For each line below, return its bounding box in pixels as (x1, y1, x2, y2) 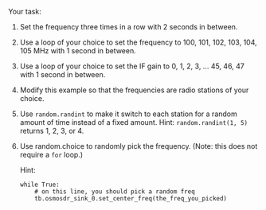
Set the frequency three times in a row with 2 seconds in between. (19, 22, 238, 31)
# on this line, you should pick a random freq (34, 188, 195, 196)
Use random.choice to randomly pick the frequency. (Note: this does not (19, 142, 258, 150)
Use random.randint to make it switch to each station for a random (19, 109, 237, 119)
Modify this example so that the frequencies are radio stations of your (19, 85, 249, 95)
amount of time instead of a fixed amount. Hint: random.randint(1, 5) (19, 118, 248, 126)
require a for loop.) (19, 150, 84, 159)
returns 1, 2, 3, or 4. (19, 126, 84, 135)
